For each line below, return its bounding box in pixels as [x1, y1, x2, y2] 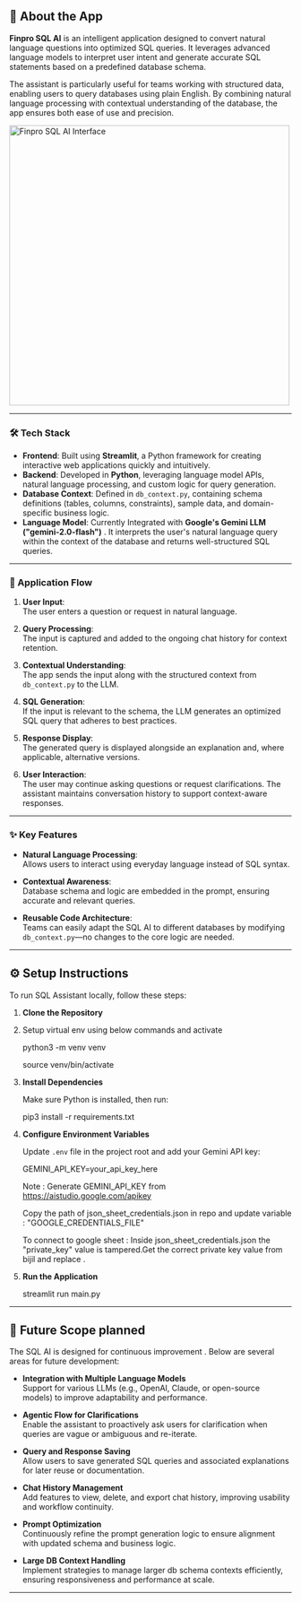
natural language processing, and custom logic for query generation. [21, 479, 277, 489]
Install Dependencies [21, 1077, 103, 1087]
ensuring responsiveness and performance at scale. [21, 1574, 215, 1585]
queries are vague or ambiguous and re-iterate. [21, 1429, 198, 1440]
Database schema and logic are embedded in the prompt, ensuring [21, 885, 271, 896]
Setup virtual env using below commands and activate [21, 1024, 223, 1035]
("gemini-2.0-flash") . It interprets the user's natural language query [21, 526, 278, 538]
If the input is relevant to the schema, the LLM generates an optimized [21, 706, 281, 717]
